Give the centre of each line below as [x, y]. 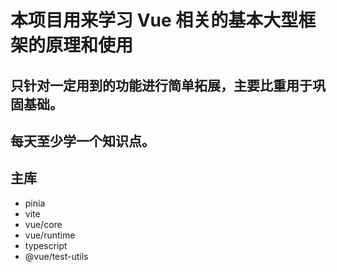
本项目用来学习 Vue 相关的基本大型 [154, 20]
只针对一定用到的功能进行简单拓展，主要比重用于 [161, 85]
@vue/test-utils [56, 256]
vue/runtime [50, 235]
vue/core [43, 224]
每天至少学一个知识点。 [82, 141]
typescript [46, 245]
